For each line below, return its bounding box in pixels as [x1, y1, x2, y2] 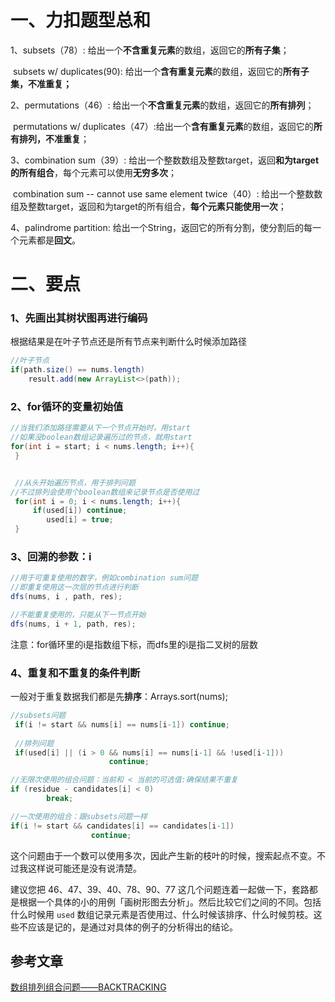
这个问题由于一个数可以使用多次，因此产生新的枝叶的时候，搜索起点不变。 [10, 849, 317, 861]
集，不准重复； [10, 77, 72, 90]
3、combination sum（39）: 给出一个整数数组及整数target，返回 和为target [10, 154, 320, 166]
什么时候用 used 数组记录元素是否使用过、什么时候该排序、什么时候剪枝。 [10, 908, 314, 920]
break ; [46, 794, 74, 804]
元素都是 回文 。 [18, 234, 81, 246]
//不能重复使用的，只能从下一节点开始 [10, 610, 147, 620]
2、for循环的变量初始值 [10, 399, 124, 413]
